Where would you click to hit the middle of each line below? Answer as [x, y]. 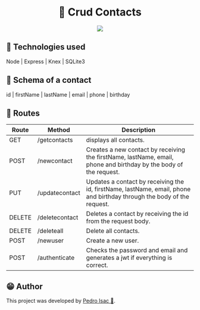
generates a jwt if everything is [129, 258]
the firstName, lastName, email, [130, 157]
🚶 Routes [23, 113]
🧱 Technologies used [46, 47]
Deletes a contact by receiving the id [137, 214]
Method [59, 130]
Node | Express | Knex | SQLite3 [46, 61]
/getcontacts [55, 140]
